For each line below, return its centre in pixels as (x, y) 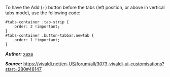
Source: (14, 64)
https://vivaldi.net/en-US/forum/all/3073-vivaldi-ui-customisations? (94, 64)
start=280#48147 (24, 69)
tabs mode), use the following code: (43, 13)
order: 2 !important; (37, 27)
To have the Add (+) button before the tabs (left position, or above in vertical (85, 7)
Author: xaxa (19, 54)
